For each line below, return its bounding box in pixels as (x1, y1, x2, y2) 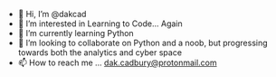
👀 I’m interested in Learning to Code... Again (17, 18, 183, 29)
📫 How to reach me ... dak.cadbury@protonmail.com (17, 57, 217, 68)
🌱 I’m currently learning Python (17, 28, 134, 38)
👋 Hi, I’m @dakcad (17, 9, 87, 19)
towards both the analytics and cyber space (17, 47, 183, 58)
